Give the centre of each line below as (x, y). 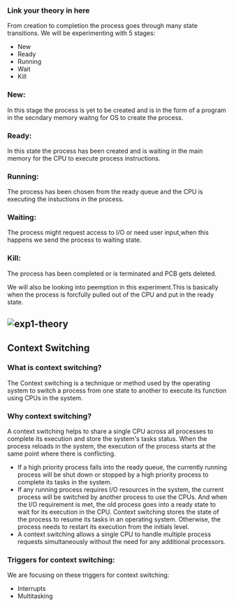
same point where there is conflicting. (62, 453)
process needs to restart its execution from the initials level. (103, 527)
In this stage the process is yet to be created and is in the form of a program (117, 110)
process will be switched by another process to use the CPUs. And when (122, 497)
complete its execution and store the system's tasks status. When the (107, 439)
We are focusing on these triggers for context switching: (88, 575)
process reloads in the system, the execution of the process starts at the (111, 446)
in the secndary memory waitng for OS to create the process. (95, 117)
